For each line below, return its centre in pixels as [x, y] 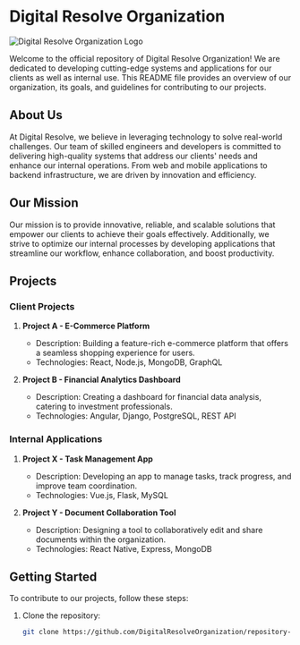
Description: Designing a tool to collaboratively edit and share [149, 530]
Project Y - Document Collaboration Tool [99, 513]
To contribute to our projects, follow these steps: [99, 598]
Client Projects [42, 306]
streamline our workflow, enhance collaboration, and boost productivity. [142, 253]
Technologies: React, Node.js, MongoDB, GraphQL [129, 362]
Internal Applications [56, 439]
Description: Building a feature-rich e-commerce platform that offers [162, 344]
